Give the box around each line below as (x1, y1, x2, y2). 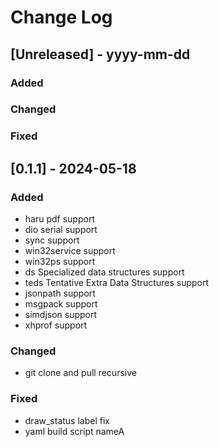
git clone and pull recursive (24, 367, 137, 379)
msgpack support (24, 298, 98, 310)
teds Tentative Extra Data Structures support (24, 277, 210, 289)
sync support (24, 234, 80, 246)
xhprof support (24, 319, 88, 331)
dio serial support (24, 224, 98, 236)
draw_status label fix (24, 414, 110, 426)
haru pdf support (24, 213, 95, 225)
